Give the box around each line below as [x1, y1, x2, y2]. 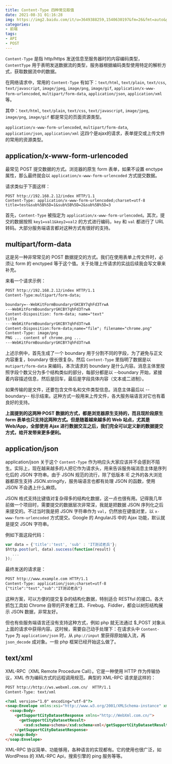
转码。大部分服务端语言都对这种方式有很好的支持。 [5, 225, 113, 231]
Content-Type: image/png [5, 331, 58, 336]
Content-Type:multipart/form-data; [5, 293, 81, 298]
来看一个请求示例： [5, 278, 46, 284]
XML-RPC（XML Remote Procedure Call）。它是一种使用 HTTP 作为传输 [5, 668, 156, 674]
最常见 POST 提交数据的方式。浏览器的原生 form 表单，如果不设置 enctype [5, 166, 163, 172]
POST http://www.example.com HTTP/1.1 [5, 577, 88, 582]
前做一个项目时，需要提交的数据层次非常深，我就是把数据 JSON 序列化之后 [5, 501, 164, 507]
